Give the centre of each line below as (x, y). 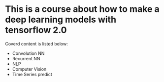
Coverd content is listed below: (36, 43)
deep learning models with (61, 20)
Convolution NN (28, 53)
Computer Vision (29, 69)
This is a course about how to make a (82, 9)
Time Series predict (32, 74)
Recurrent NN (26, 58)
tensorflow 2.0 (36, 30)
